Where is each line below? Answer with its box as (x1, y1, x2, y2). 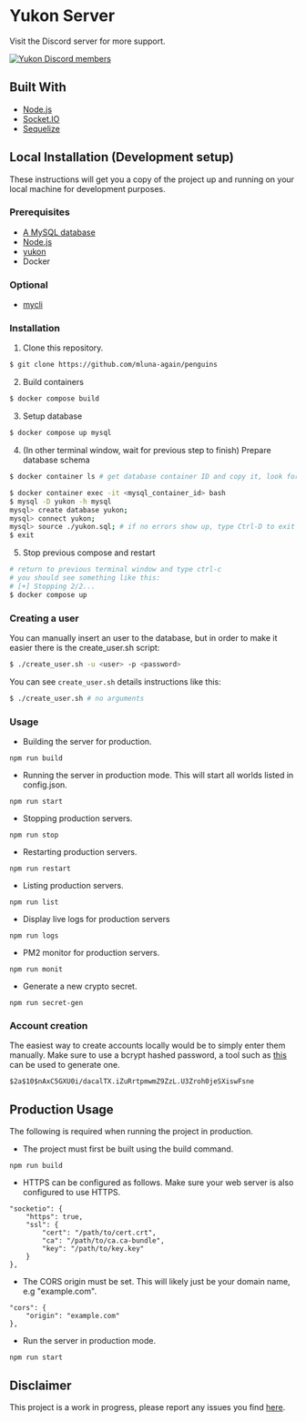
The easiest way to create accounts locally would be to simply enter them (9, 1040, 286, 1051)
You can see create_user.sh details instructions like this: (9, 675, 221, 687)
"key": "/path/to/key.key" (42, 1244, 145, 1254)
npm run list (9, 898, 59, 907)
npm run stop (9, 830, 59, 840)
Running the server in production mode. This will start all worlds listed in (22, 770, 294, 781)
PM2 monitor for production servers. (22, 948, 160, 959)
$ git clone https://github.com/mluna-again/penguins (9, 361, 219, 370)
